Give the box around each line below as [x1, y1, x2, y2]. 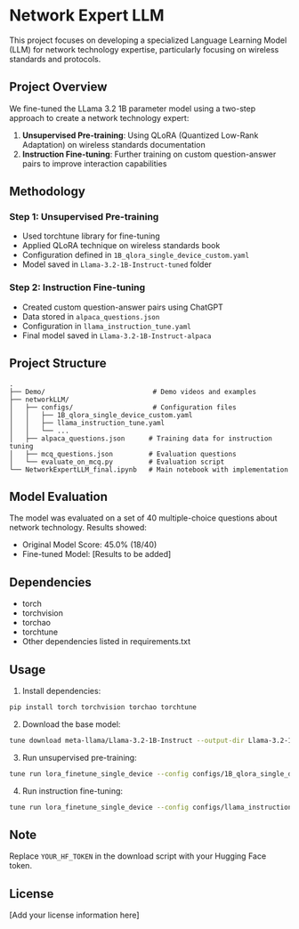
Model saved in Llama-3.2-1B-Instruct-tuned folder [21, 259, 212, 270]
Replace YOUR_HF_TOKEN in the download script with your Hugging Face [9, 851, 267, 861]
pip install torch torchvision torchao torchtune [9, 702, 198, 712]
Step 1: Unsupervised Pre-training [9, 211, 159, 223]
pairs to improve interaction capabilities [21, 158, 167, 169]
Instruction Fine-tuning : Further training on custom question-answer [21, 149, 277, 159]
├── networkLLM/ [9, 395, 69, 404]
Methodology [9, 184, 86, 199]
